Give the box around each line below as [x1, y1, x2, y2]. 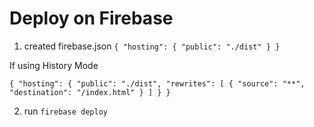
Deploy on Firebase [9, 7, 174, 30]
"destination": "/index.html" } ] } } [9, 87, 171, 97]
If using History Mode [9, 59, 99, 71]
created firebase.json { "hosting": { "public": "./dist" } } [23, 40, 281, 52]
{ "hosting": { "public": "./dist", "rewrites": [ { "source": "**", [9, 78, 306, 89]
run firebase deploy [23, 105, 108, 117]
